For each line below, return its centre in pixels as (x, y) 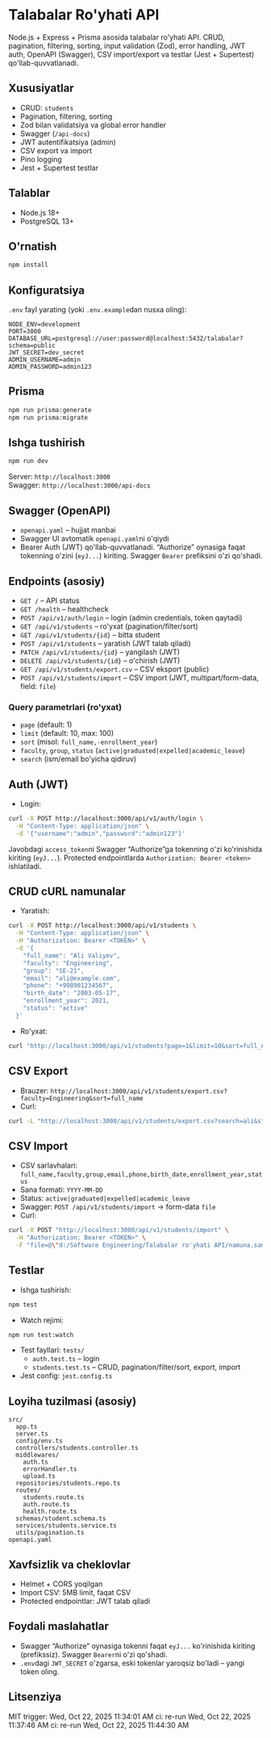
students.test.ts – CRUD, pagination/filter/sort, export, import (136, 1367)
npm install (28, 265)
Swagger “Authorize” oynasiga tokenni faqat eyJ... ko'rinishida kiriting (138, 1646)
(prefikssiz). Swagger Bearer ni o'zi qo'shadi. (94, 1654)
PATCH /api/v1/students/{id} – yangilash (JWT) (100, 652)
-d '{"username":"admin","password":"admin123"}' (100, 833)
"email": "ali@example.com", (72, 978)
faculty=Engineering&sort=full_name (81, 1098)
